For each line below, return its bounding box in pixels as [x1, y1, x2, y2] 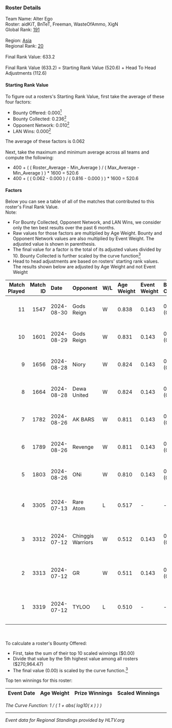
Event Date [8, 689, 35, 696]
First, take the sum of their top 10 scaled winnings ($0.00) [12, 650, 135, 656]
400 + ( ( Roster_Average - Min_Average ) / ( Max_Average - [12, 164, 140, 170]
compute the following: [5, 155, 54, 161]
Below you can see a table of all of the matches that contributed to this [5, 199, 155, 205]
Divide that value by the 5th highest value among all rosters [12, 655, 138, 661]
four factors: [5, 99, 32, 105]
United [72, 391, 89, 398]
